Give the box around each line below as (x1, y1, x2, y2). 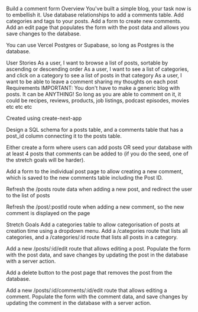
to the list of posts (6, 192, 50, 199)
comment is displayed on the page (6, 210, 90, 216)
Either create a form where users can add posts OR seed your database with (6, 144, 193, 151)
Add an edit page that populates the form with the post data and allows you (6, 24, 190, 31)
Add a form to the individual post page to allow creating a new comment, (6, 168, 183, 175)
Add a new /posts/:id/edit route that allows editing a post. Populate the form (6, 245, 191, 252)
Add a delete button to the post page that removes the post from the (6, 269, 173, 276)
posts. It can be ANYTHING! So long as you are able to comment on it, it (6, 91, 181, 97)
